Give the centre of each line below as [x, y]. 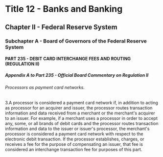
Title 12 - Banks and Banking [64, 9]
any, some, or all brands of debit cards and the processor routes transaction [82, 123]
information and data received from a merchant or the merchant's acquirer [80, 113]
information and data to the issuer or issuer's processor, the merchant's [77, 129]
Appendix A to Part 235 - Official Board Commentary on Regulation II [77, 75]
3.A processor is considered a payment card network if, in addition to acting [81, 102]
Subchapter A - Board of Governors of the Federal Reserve [76, 41]
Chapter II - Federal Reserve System [61, 27]
